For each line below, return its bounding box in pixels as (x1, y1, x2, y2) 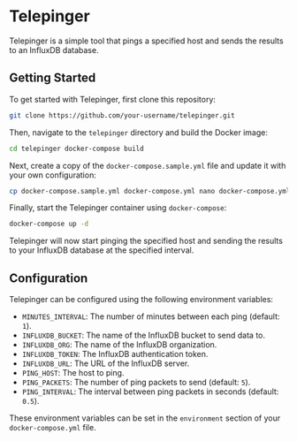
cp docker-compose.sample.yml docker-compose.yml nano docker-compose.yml (9, 186, 291, 195)
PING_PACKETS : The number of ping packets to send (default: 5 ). (21, 377, 251, 388)
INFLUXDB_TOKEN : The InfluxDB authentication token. (21, 349, 209, 360)
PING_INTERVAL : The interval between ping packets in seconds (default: (21, 386, 279, 397)
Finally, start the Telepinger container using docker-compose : (9, 202, 227, 213)
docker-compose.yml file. (9, 422, 96, 433)
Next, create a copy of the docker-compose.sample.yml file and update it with (9, 160, 286, 171)
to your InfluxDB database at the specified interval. (9, 245, 194, 255)
